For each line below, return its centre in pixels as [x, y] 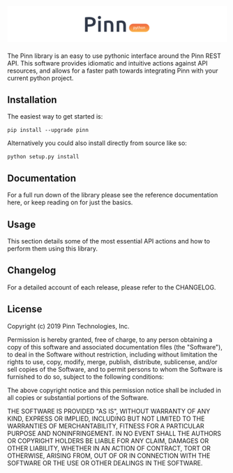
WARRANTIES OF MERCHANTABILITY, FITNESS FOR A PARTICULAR [106, 426]
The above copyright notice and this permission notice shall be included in [114, 390]
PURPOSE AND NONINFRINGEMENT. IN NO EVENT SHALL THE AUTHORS [114, 433]
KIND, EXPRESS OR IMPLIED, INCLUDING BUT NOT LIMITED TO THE [106, 419]
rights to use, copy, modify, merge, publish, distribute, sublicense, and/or [112, 361]
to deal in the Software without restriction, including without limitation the [112, 354]
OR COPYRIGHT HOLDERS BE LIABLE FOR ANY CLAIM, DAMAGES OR [108, 441]
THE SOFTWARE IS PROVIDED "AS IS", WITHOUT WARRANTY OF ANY [109, 411]
